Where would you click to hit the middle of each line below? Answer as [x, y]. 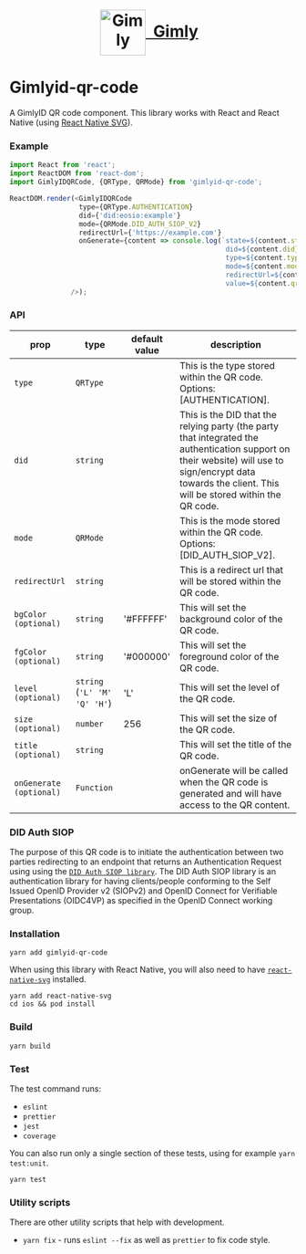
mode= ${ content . [256, 266]
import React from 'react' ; [63, 165]
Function [94, 788]
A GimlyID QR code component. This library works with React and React [144, 113]
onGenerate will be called [234, 770]
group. [22, 910]
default [147, 339]
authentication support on [235, 449]
